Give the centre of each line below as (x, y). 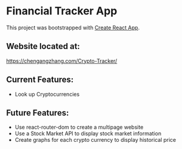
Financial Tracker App (62, 11)
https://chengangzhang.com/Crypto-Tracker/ (62, 60)
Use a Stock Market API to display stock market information (88, 133)
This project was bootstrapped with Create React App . (73, 28)
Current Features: (40, 80)
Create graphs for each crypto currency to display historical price (95, 140)
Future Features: (38, 113)
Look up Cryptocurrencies (47, 94)
